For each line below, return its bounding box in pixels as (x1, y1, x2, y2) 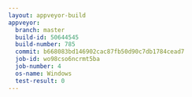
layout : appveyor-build (8, 11, 87, 20)
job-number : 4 (15, 63, 61, 70)
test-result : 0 (15, 77, 65, 84)
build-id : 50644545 (15, 33, 79, 41)
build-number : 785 (15, 41, 76, 48)
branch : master (15, 26, 65, 34)
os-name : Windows (15, 70, 72, 77)
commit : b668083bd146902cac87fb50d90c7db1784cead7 (15, 48, 185, 56)
